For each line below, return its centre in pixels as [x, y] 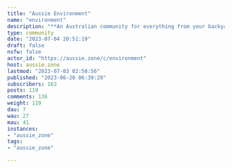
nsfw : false [24, 52]
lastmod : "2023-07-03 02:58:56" [54, 71]
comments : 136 [28, 97]
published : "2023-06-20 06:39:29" [57, 77]
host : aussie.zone [33, 65]
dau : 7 [17, 109]
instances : [23, 129]
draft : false [26, 45]
